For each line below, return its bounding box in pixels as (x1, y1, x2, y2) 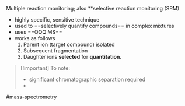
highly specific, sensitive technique (14, 16, 100, 23)
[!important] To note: (20, 65, 71, 72)
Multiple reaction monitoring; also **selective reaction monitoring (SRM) (6, 5, 180, 12)
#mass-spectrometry (6, 93, 57, 100)
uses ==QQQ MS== (14, 29, 62, 36)
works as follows (14, 35, 55, 41)
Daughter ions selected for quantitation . (23, 54, 121, 60)
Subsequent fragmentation (23, 47, 88, 54)
